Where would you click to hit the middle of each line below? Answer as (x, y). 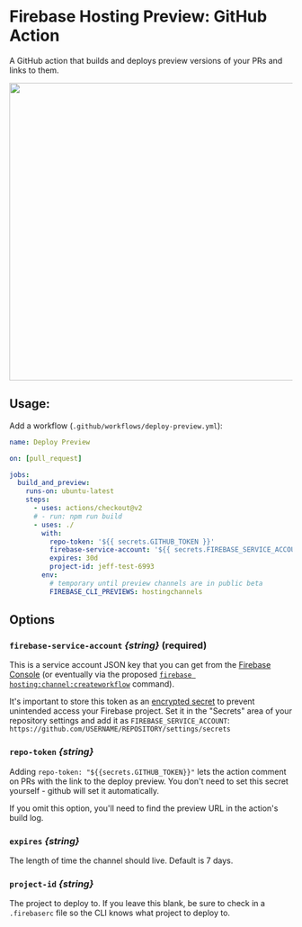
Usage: (30, 404)
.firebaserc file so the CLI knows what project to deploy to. (120, 913)
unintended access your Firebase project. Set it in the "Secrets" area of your (151, 711)
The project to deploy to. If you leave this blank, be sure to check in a (137, 904)
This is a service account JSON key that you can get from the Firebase (140, 665)
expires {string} (44, 841)
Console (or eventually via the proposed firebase (101, 675)
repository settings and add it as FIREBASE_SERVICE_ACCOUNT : (120, 721)
